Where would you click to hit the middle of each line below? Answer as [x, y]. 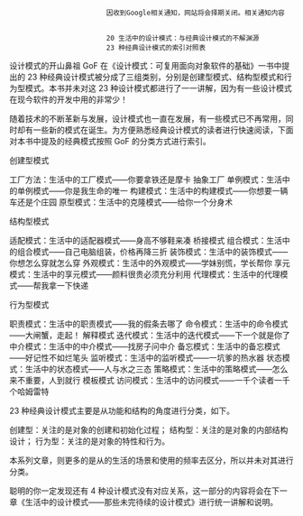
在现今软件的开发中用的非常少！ [69, 99]
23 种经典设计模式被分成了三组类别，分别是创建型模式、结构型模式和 [156, 77]
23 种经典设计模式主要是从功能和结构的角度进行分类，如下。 [122, 410]
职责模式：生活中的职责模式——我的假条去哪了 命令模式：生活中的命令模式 [149, 324]
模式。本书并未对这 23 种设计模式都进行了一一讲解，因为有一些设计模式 [159, 88]
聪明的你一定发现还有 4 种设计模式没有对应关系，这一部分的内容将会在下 [144, 491]
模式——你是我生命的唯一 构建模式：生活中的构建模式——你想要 [152, 191]
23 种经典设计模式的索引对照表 [156, 48]
